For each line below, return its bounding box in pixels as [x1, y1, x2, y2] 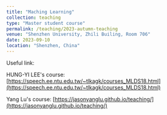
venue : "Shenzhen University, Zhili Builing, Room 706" [6, 31, 151, 38]
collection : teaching [6, 15, 61, 21]
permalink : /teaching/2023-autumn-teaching [6, 25, 118, 32]
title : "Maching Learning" [6, 8, 75, 15]
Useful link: [6, 59, 35, 67]
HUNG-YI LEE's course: [6, 71, 66, 78]
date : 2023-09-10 [6, 37, 50, 43]
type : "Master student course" [6, 20, 86, 26]
